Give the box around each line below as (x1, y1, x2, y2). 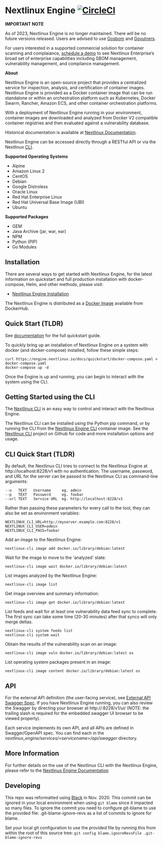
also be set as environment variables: (5, 510, 80, 516)
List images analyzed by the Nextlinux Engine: (5, 573, 97, 578)
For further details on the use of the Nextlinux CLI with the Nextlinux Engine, (5, 762, 158, 768)
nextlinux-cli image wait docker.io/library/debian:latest (5, 564, 127, 569)
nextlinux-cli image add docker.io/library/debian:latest (5, 546, 125, 551)
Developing (5, 782, 40, 790)
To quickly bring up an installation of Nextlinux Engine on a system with (5, 342, 148, 348)
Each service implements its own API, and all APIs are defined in (5, 725, 134, 730)
